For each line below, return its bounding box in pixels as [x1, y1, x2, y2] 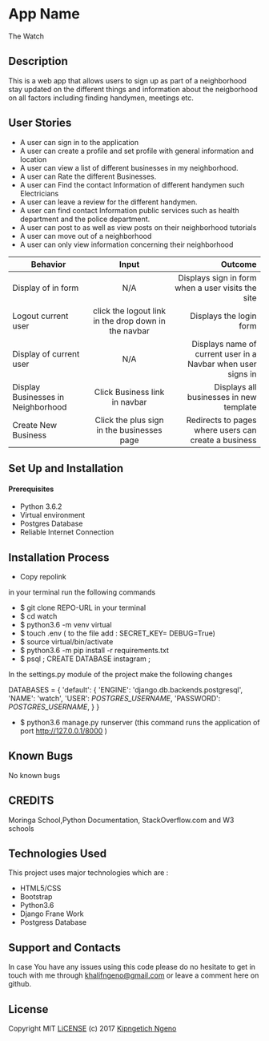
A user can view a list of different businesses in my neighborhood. [19, 163, 239, 172]
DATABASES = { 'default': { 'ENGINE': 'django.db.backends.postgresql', [8, 684, 243, 694]
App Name [8, 5, 80, 23]
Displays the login [190, 310, 257, 321]
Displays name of [191, 338, 257, 349]
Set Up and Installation [8, 462, 124, 475]
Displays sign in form [178, 272, 257, 283]
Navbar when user [187, 358, 257, 369]
